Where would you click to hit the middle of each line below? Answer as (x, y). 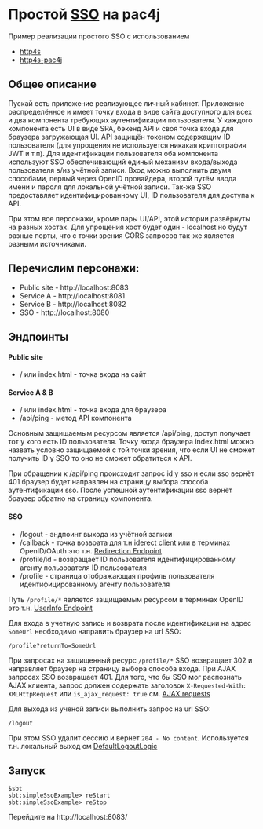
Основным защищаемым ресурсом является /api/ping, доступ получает (130, 433)
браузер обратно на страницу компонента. (80, 498)
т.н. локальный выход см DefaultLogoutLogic (83, 746)
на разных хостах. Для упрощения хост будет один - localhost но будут (128, 227)
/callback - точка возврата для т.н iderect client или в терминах (125, 542)
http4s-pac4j (41, 60)
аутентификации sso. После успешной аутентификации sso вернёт (121, 490)
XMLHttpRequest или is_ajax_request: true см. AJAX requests (109, 693)
